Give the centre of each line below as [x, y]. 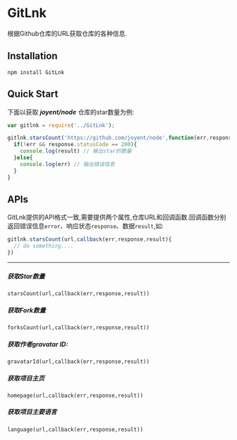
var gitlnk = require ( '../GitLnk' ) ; [61, 125]
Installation [32, 56]
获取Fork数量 [26, 310]
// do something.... [44, 246]
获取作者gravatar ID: [38, 344]
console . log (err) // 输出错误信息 [67, 164]
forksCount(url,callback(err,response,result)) [79, 327]
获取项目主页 [26, 378]
